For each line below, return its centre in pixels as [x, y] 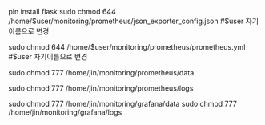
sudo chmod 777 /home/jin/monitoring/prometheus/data [101, 73]
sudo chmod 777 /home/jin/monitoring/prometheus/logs [101, 88]
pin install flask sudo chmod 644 [62, 12]
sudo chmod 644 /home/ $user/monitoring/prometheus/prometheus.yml [127, 47]
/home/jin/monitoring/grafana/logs [65, 112]
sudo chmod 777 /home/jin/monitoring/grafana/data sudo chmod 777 [123, 104]
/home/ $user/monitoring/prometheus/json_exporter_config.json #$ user [126, 21]
